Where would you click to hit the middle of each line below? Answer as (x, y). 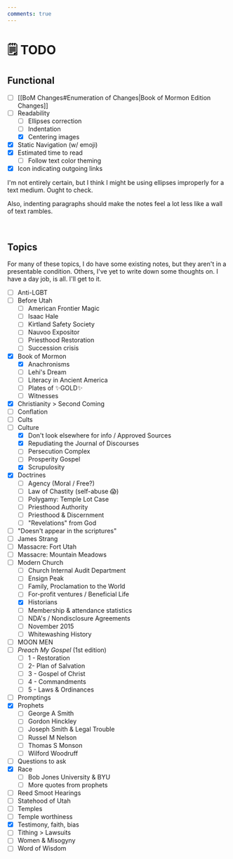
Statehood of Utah (44, 801)
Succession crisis (53, 348)
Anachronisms (49, 364)
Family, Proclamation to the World (76, 586)
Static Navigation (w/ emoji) (58, 144)
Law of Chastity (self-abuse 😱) (73, 491)
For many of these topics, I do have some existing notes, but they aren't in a (117, 264)
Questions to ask (42, 761)
